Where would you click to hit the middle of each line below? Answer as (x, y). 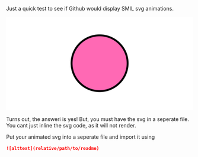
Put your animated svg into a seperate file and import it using (81, 137)
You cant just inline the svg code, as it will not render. (71, 125)
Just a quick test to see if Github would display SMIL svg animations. (90, 9)
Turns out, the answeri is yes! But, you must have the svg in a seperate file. (98, 119)
